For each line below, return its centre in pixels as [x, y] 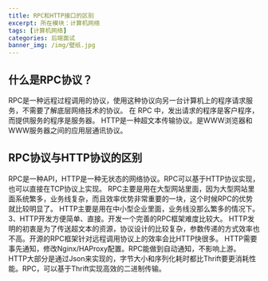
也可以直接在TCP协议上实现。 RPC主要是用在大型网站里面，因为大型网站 [128, 188]
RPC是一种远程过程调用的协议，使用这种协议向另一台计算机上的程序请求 [127, 100]
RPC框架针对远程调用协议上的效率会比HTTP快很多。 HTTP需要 [154, 238]
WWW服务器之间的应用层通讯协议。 [68, 130]
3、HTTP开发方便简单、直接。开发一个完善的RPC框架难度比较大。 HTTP [128, 218]
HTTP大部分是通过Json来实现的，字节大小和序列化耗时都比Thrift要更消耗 [129, 258]
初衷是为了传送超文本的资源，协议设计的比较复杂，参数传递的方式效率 [137, 228]
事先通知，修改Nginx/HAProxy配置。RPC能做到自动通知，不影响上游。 [124, 248]
